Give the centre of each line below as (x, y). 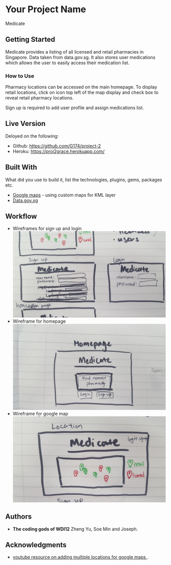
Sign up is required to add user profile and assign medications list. (75, 108)
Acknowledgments (36, 545)
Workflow (21, 216)
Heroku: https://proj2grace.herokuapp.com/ (59, 151)
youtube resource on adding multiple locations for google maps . (80, 557)
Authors (19, 517)
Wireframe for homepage (39, 321)
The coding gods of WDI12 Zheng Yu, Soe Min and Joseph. (75, 529)
